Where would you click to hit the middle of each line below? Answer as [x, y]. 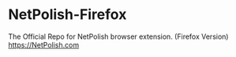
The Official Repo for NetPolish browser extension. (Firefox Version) [118, 36]
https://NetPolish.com [44, 44]
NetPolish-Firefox [67, 15]
